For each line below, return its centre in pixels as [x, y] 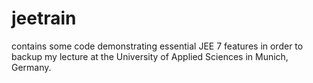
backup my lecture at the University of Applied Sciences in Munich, [150, 56]
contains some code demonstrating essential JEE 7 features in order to [157, 46]
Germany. [31, 67]
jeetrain [44, 18]
